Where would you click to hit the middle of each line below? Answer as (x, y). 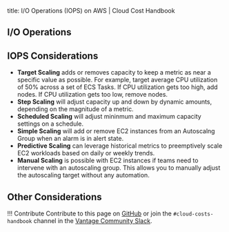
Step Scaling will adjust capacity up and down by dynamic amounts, (114, 102)
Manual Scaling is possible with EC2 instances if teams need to (108, 161)
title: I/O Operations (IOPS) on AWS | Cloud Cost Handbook (91, 11)
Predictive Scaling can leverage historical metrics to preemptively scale (120, 146)
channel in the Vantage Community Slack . (93, 221)
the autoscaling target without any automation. (83, 175)
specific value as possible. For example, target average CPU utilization (117, 80)
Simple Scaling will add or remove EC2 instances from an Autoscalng (116, 131)
